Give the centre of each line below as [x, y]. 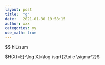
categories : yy [21, 28]
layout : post [19, 10]
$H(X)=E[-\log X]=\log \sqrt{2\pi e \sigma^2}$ [52, 57]
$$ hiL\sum [17, 47]
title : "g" [17, 14]
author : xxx [17, 24]
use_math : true [21, 33]
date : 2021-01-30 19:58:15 [35, 19]
